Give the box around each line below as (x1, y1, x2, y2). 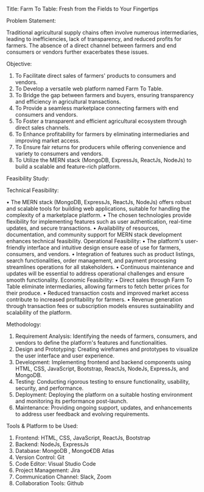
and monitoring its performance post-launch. (15, 397, 128, 405)
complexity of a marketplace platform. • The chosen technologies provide (6, 211, 192, 219)
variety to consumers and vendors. (15, 150, 104, 157)
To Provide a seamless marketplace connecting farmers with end (15, 105, 178, 112)
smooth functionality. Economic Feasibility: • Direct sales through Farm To (6, 276, 192, 284)
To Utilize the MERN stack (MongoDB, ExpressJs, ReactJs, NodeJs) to (15, 156, 192, 164)
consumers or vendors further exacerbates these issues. (6, 48, 149, 56)
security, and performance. (15, 384, 84, 392)
